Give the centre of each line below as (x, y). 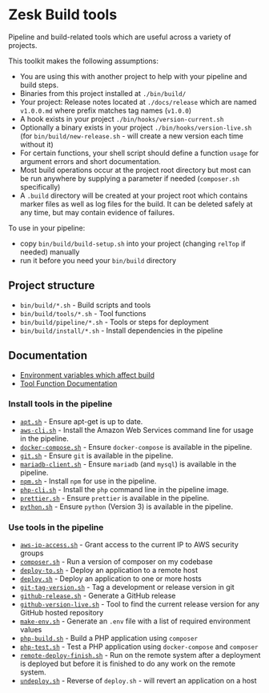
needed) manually (50, 252)
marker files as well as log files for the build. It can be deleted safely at (136, 204)
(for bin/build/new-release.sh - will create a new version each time (132, 136)
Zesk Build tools (63, 15)
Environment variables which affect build (87, 375)
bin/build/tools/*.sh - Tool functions (83, 313)
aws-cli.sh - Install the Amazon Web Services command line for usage (137, 430)
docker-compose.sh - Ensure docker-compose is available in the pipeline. (136, 447)
